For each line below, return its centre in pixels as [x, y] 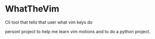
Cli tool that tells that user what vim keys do [49, 22]
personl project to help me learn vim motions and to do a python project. [78, 31]
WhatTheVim [32, 9]
